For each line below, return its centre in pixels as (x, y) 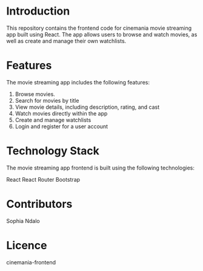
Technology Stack (53, 151)
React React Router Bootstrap (43, 179)
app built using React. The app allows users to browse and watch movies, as (102, 34)
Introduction (38, 11)
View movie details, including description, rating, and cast (87, 107)
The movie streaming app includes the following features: (78, 82)
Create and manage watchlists (53, 120)
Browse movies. (35, 94)
